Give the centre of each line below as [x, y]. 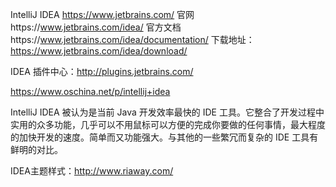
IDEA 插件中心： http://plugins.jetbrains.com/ [102, 71]
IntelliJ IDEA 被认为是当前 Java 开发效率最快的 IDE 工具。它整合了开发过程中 [167, 112]
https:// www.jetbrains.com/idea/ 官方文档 [96, 27]
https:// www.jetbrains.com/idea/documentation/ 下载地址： [132, 39]
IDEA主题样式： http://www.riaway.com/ [92, 171]
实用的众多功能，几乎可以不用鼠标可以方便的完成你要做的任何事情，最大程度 [168, 124]
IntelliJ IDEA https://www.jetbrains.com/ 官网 [102, 14]
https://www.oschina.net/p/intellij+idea [90, 91]
